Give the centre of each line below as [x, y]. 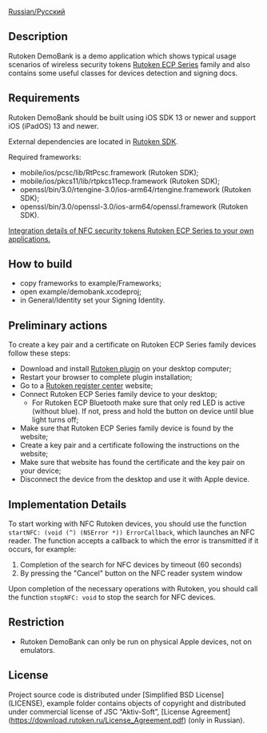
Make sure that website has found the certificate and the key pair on [132, 463]
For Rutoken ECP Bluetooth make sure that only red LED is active [138, 403]
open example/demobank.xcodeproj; [80, 292]
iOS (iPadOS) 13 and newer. [54, 126]
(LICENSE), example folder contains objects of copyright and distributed [127, 703]
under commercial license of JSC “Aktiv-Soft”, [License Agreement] [120, 711]
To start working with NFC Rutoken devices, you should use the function [128, 524]
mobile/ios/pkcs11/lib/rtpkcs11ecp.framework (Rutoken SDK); [120, 181]
